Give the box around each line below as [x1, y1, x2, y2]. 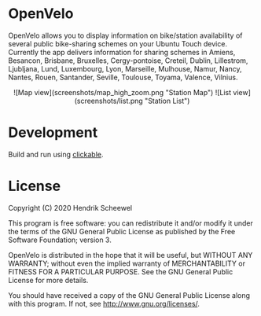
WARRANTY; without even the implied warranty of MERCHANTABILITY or [8, 259, 246, 268]
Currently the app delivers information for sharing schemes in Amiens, [8, 47, 236, 57]
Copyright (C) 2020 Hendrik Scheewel [8, 203, 132, 212]
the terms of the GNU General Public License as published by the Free [8, 226, 236, 236]
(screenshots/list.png [74, 96, 143, 105]
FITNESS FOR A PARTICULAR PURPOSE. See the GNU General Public [8, 266, 233, 276]
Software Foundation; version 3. [8, 235, 112, 244]
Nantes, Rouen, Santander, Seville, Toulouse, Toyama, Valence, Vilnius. [8, 72, 238, 82]
